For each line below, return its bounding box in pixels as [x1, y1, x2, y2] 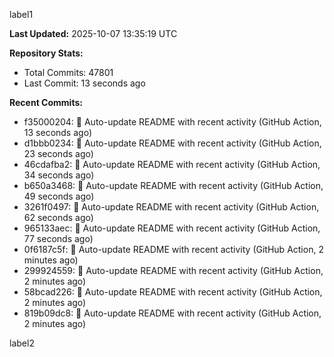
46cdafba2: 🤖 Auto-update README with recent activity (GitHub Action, [23, 159, 321, 170]
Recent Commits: [9, 97, 83, 108]
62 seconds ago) [23, 212, 94, 223]
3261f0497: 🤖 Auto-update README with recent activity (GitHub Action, [23, 201, 320, 213]
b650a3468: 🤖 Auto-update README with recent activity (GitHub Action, [23, 180, 324, 191]
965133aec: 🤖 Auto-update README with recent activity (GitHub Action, [23, 222, 321, 234]
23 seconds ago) [23, 148, 94, 159]
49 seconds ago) [23, 190, 95, 202]
